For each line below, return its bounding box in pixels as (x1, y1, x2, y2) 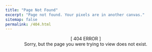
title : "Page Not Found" (5, 7, 58, 13)
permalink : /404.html (5, 21, 52, 27)
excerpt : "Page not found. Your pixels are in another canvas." (5, 12, 145, 17)
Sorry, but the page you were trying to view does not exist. (24, 41, 147, 47)
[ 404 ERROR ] (70, 36, 101, 42)
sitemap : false (5, 17, 38, 22)
